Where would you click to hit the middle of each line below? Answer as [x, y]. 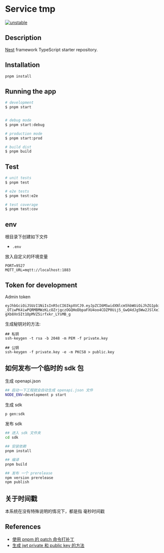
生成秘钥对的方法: [23, 324]
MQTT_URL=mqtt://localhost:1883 [38, 270]
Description [23, 38]
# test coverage [21, 205]
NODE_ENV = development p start [36, 395]
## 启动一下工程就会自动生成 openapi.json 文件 [49, 390]
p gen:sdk [15, 414]
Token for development [41, 285]
